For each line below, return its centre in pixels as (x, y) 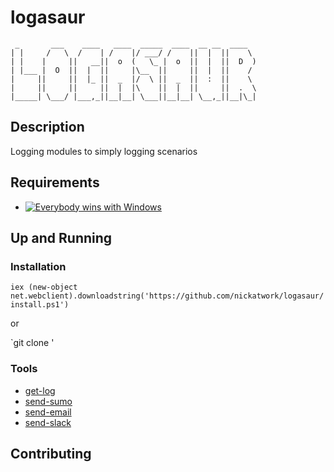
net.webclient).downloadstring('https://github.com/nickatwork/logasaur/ (167, 296)
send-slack (48, 422)
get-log (40, 390)
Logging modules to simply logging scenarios (104, 151)
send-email (48, 412)
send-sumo (48, 401)
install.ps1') (40, 305)
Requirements (55, 182)
